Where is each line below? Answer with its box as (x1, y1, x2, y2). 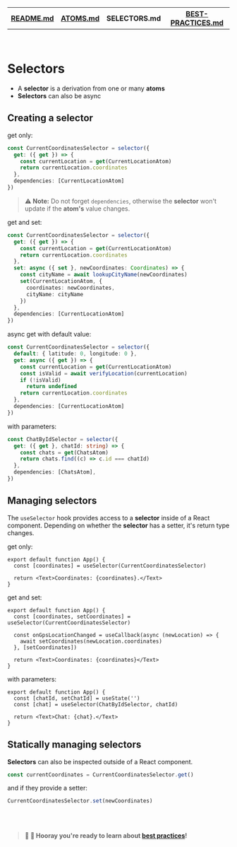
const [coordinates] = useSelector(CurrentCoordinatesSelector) (13, 562, 207, 569)
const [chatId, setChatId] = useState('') (13, 694, 140, 702)
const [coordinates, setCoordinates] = (13, 613, 131, 620)
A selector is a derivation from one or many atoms (17, 84, 165, 93)
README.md (11, 13, 54, 23)
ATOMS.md (61, 13, 100, 23)
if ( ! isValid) (20, 376, 61, 384)
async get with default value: (7, 330, 92, 339)
